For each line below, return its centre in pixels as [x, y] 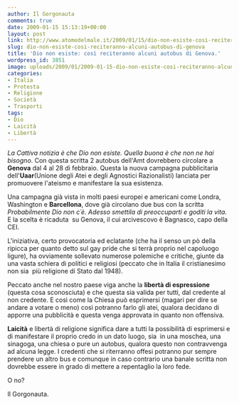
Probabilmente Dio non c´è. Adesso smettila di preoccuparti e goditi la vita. [117, 212]
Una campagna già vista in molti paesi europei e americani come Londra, [114, 197]
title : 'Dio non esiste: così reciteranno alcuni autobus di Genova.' [114, 54]
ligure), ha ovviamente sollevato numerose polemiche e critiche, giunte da [116, 256]
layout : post [27, 34]
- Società [22, 100]
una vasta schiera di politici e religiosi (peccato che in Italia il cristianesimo [117, 264]
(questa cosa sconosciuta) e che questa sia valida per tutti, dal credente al [117, 293]
